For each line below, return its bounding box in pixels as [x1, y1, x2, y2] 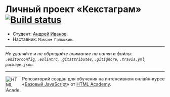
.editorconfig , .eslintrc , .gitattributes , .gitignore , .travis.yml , [5, 56, 146, 62]
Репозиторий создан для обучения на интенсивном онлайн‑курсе [22, 75, 165, 81]
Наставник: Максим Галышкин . [12, 36, 74, 42]
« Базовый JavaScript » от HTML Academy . [22, 81, 111, 87]
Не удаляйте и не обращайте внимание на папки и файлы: [5, 50, 133, 56]
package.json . [5, 61, 34, 67]
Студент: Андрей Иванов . [12, 31, 68, 37]
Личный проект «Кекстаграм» [5, 4, 142, 15]
